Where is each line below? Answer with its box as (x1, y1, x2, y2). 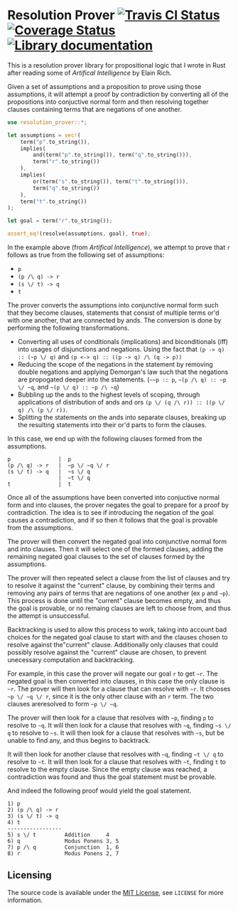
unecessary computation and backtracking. (7, 656, 135, 664)
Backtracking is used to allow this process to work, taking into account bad (7, 625, 227, 634)
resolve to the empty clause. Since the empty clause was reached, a (7, 765, 207, 774)
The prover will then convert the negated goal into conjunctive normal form (7, 538, 227, 546)
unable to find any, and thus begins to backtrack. (7, 736, 151, 745)
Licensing (7, 869, 52, 882)
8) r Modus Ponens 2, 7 (7, 850, 119, 857)
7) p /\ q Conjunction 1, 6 (7, 844, 119, 851)
